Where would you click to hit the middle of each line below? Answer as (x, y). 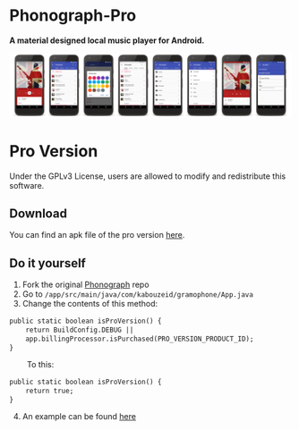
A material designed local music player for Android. (107, 40)
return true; (50, 391)
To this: (40, 365)
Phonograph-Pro (73, 16)
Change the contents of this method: (90, 304)
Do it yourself (48, 263)
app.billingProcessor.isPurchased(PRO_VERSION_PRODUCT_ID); (140, 339)
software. (27, 185)
